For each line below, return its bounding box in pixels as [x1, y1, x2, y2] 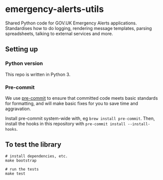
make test [5, 171, 26, 176]
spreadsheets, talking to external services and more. [5, 30, 113, 36]
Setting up [5, 45, 38, 53]
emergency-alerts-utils [5, 3, 104, 15]
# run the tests [5, 167, 39, 172]
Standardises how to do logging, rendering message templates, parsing [5, 25, 152, 31]
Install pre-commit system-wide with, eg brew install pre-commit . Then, [5, 115, 155, 121]
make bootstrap [5, 158, 37, 163]
